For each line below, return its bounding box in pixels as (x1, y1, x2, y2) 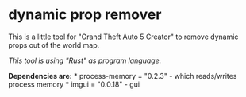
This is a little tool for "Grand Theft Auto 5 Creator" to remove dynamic (8, 32, 239, 41)
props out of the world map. (8, 40, 100, 49)
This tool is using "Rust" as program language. (8, 56, 162, 65)
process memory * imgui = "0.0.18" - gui (8, 80, 140, 89)
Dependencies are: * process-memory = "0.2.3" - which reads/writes (8, 71, 237, 80)
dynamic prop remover (8, 6, 162, 24)
